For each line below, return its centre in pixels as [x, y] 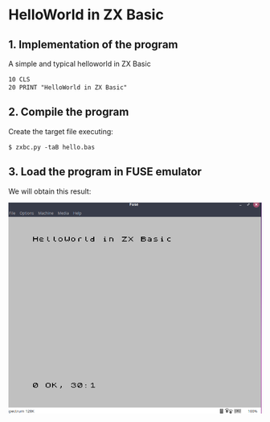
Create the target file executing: [61, 131]
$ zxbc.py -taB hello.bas [51, 147]
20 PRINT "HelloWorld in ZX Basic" [68, 88]
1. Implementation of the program [93, 45]
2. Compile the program [69, 112]
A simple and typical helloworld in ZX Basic [80, 64]
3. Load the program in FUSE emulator [105, 172]
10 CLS [19, 80]
